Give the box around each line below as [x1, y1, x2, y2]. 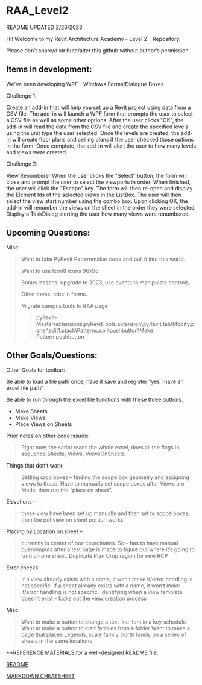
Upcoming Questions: [6, 228, 90, 238]
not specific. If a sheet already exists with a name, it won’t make [21, 582, 180, 589]
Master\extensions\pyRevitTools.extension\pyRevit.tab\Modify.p [36, 320, 195, 327]
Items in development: [6, 64, 92, 75]
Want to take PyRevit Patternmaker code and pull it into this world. [21, 255, 186, 263]
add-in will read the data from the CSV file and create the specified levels [6, 123, 189, 130]
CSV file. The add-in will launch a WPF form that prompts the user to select [6, 110, 193, 117]
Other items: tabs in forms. [21, 290, 87, 298]
